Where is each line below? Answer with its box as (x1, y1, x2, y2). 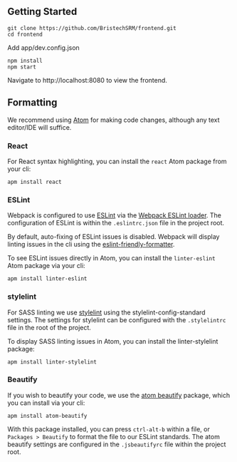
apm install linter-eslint (7, 275, 88, 282)
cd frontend (7, 31, 43, 38)
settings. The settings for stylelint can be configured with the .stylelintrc (7, 315, 226, 324)
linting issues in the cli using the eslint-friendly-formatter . (7, 240, 175, 249)
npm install (7, 57, 43, 64)
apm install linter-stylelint (7, 358, 98, 366)
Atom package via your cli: (7, 262, 85, 270)
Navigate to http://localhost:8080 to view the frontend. (7, 76, 167, 84)
